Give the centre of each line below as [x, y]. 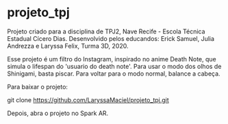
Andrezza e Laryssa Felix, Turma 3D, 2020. [68, 46]
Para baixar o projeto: [38, 87]
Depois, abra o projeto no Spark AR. [58, 113]
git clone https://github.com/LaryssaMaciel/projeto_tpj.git [88, 99]
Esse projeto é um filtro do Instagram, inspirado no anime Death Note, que [112, 59]
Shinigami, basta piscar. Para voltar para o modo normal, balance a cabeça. [114, 74]
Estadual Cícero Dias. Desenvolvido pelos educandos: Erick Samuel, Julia [111, 38]
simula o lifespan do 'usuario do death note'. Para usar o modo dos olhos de [114, 66]
